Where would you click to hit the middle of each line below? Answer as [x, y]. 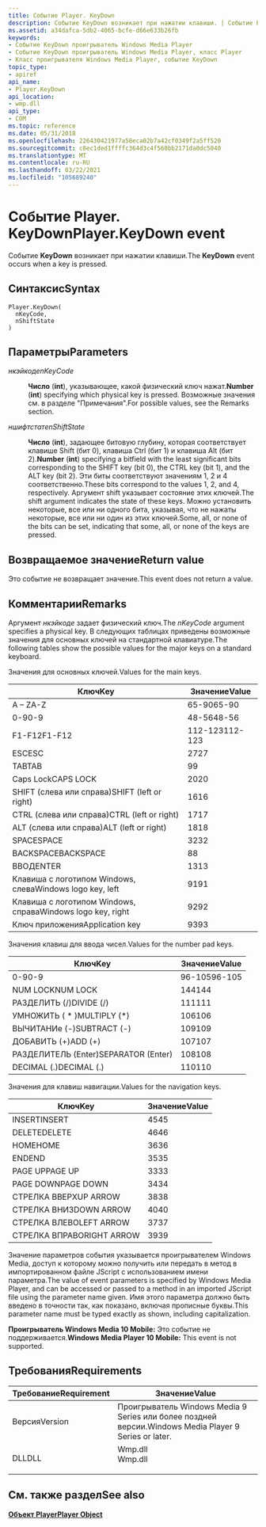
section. [41, 412]
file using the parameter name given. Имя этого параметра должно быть [129, 1297]
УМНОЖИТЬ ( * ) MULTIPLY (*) [71, 1016]
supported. [26, 1346]
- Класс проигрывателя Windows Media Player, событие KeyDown [113, 60]
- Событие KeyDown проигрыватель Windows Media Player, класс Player [125, 52]
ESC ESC [28, 753]
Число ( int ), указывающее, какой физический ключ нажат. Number [141, 387]
